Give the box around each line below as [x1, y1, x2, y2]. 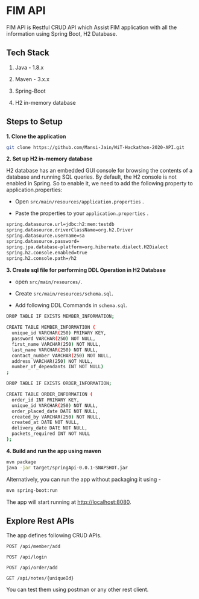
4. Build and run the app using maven [6, 447, 101, 454]
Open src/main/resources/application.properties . [14, 198, 144, 205]
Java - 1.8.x [14, 64, 44, 71]
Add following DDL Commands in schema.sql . [14, 301, 128, 309]
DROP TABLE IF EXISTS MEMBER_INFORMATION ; [6, 313, 115, 319]
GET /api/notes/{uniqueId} [6, 575, 74, 581]
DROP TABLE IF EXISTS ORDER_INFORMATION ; [6, 380, 112, 386]
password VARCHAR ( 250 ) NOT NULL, [11, 336, 96, 342]
